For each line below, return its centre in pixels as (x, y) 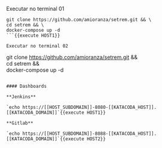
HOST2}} (96, 139)
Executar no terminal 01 (35, 9)
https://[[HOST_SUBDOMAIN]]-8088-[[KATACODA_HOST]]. (89, 134)
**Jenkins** (21, 97)
